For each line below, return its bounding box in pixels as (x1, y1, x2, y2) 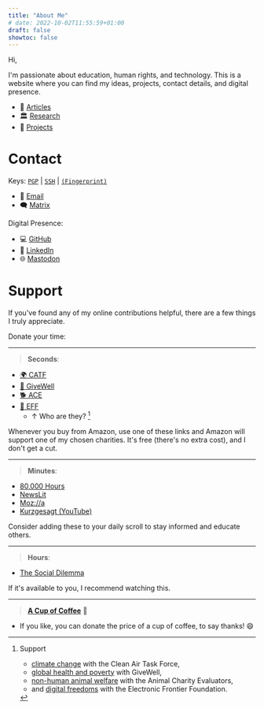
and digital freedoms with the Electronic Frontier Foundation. (31, 684, 228, 693)
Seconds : (27, 354, 60, 364)
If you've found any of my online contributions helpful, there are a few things (8, 308, 256, 317)
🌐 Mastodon (19, 254, 60, 264)
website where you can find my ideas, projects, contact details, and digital (8, 79, 249, 88)
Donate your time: (8, 332, 67, 341)
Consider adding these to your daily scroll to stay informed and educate (8, 522, 240, 531)
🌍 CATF (19, 370, 47, 380)
